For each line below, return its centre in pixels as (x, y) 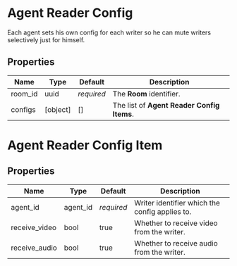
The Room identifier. (147, 94)
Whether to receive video (176, 223)
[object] (58, 109)
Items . (123, 114)
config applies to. (163, 211)
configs (24, 109)
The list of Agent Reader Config (166, 105)
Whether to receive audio (176, 243)
